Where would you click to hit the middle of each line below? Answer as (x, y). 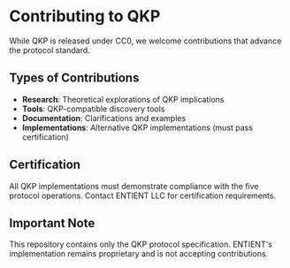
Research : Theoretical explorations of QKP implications (123, 99)
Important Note (52, 223)
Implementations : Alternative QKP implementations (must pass (137, 127)
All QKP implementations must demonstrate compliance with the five (134, 186)
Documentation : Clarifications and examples (104, 118)
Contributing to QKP (85, 16)
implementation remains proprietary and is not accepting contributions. (139, 254)
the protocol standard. (50, 50)
